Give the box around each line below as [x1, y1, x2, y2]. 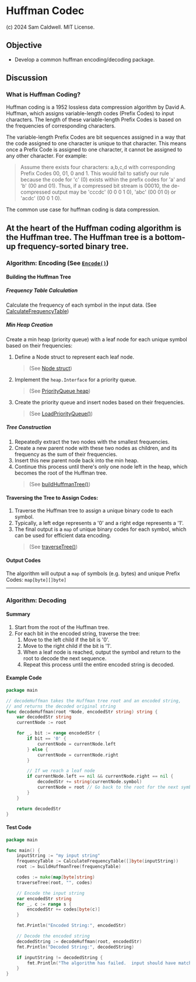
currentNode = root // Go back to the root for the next [37, 784, 179, 791]
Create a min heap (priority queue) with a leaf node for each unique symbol [6, 336, 188, 343]
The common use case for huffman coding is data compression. [6, 206, 160, 213]
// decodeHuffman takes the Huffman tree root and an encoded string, [6, 698, 181, 703]
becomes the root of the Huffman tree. [14, 469, 108, 476]
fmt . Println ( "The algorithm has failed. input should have [27, 960, 176, 966]
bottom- [155, 232, 185, 242]
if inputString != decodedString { [16, 954, 103, 960]
